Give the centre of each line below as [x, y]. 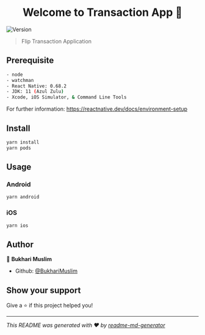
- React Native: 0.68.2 [37, 86]
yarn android [23, 197]
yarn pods [19, 148]
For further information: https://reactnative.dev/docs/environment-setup [97, 109]
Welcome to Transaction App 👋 [103, 13]
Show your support [44, 290]
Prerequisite [30, 61]
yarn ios [17, 226]
